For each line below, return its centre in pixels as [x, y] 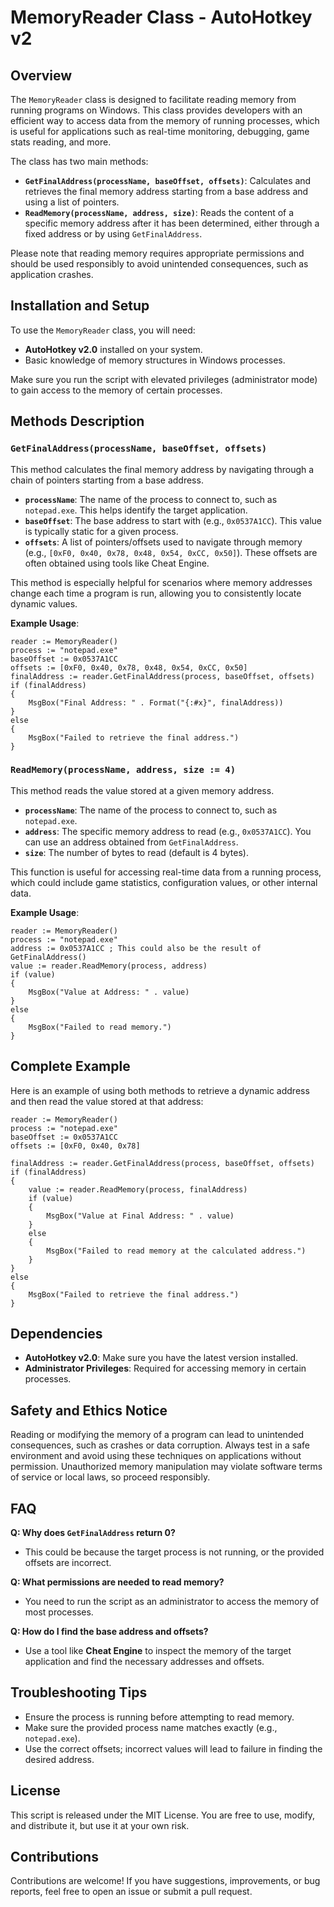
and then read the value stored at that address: [107, 1101]
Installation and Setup [80, 306]
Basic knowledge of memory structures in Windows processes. [155, 360]
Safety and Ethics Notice [89, 1410]
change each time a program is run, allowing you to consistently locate [156, 593]
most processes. [59, 1612]
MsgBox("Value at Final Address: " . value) [140, 1216]
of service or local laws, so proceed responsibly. [110, 1477]
